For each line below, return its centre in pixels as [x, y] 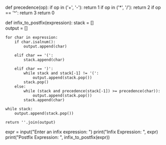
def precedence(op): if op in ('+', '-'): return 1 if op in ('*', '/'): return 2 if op [83, 7]
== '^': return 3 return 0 [30, 13]
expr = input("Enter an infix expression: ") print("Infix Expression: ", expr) [82, 132]
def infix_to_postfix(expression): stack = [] [50, 23]
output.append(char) [45, 46]
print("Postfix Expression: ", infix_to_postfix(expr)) [58, 137]
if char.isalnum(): [35, 42]
